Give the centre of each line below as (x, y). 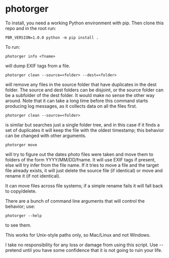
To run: (13, 47)
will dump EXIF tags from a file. (38, 66)
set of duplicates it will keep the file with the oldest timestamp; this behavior (84, 130)
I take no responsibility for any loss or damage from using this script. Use (82, 245)
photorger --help (24, 216)
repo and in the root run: (31, 28)
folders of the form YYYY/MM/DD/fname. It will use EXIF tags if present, (80, 159)
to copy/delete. (21, 191)
